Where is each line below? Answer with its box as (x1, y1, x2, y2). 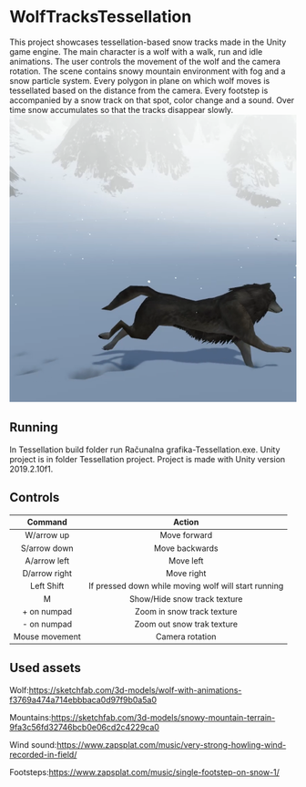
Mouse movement (13, 631, 82, 642)
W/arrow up (25, 530, 70, 541)
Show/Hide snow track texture (128, 593, 243, 604)
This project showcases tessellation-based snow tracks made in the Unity (9, 36, 287, 47)
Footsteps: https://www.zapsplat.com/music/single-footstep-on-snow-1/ (9, 766, 280, 777)
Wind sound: (9, 739, 57, 750)
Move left (168, 554, 204, 566)
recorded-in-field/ (9, 749, 77, 760)
